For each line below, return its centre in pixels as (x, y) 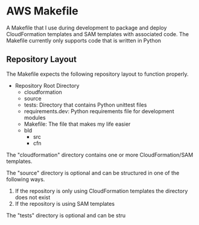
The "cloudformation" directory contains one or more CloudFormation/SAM (100, 155)
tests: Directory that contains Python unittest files (85, 105)
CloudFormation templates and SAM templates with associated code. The (97, 34)
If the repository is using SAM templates (65, 203)
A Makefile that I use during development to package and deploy (87, 28)
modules (35, 117)
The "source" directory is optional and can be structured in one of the (93, 173)
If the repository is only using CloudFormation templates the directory (101, 191)
